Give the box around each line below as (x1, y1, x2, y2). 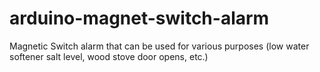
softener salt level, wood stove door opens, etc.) (9, 50, 209, 62)
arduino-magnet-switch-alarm (9, 7, 270, 30)
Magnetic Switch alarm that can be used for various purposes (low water (9, 40, 310, 52)
